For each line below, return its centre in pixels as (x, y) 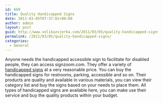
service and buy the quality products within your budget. (62, 95)
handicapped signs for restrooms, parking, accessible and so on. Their (76, 74)
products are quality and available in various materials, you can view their (78, 80)
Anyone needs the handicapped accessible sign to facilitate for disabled (77, 59)
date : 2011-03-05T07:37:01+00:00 (39, 18)
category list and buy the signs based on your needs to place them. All (76, 85)
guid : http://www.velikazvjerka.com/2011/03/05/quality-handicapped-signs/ (83, 32)
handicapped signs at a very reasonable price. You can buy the (68, 69)
